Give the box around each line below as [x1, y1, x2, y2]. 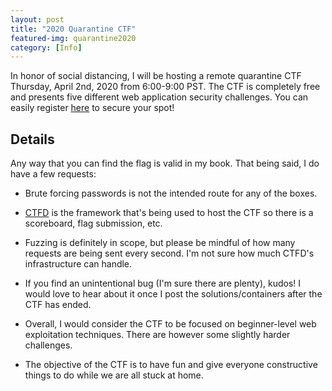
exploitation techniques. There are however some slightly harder [24, 329, 291, 341]
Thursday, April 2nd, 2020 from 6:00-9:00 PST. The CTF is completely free [10, 81, 321, 93]
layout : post [10, 14, 65, 25]
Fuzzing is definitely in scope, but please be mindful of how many [24, 237, 296, 249]
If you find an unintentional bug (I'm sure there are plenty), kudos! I [24, 277, 302, 290]
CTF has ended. [24, 299, 92, 311]
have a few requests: [10, 168, 97, 180]
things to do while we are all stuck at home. [24, 369, 204, 381]
